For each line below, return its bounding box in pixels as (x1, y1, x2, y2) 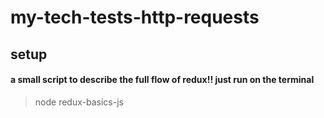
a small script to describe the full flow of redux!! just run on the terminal (10, 74, 315, 86)
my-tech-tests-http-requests (10, 6, 260, 29)
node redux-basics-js (34, 96, 124, 108)
